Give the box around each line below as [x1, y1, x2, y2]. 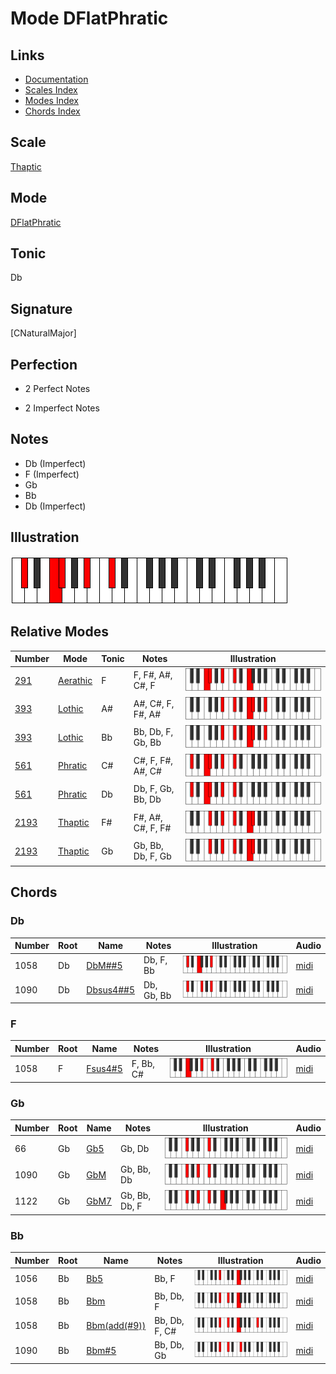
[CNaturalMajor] [10, 327, 77, 339]
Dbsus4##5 [86, 984, 135, 996]
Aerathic [58, 674, 93, 686]
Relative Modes [10, 623, 109, 641]
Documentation [24, 73, 89, 85]
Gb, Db [120, 1142, 150, 1154]
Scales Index [24, 84, 78, 96]
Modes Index [24, 95, 79, 106]
